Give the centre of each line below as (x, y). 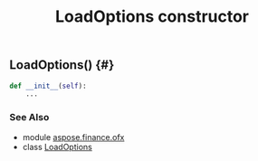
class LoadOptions (57, 147)
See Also (29, 118)
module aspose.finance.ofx (73, 137)
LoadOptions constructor (152, 17)
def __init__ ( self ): (48, 86)
